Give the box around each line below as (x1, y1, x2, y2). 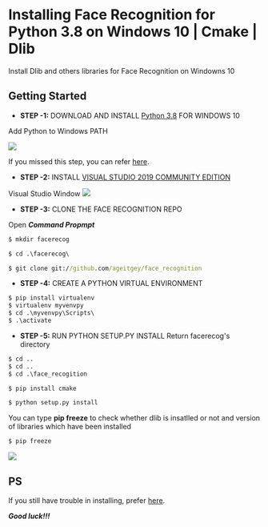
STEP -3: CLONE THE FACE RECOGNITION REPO (19, 204, 182, 214)
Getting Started (8, 90, 87, 103)
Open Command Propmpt (8, 219, 95, 229)
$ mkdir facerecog (8, 235, 70, 243)
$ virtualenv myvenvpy (8, 302, 84, 310)
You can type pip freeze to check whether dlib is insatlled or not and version (8, 413, 261, 423)
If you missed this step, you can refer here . (8, 156, 150, 166)
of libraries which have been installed (8, 422, 132, 432)
